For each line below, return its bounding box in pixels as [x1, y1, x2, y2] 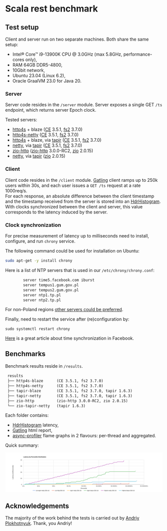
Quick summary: [5, 442, 39, 448]
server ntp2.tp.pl [23, 298, 61, 303]
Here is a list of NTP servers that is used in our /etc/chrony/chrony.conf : [5, 267, 155, 273]
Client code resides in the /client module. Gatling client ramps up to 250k [5, 177, 158, 183]
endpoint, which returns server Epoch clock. [5, 107, 96, 113]
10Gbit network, [12, 67, 45, 73]
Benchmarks [5, 350, 46, 358]
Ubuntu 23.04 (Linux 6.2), [12, 73, 66, 78]
